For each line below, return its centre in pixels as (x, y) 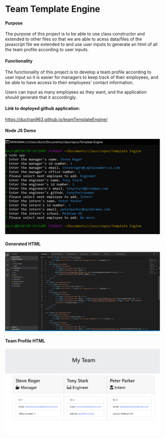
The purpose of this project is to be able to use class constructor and (75, 34)
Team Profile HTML (25, 340)
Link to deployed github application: (42, 108)
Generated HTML (23, 244)
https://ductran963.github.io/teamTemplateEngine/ (56, 119)
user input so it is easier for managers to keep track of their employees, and (82, 77)
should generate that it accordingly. (41, 97)
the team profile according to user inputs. (47, 50)
